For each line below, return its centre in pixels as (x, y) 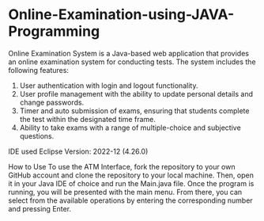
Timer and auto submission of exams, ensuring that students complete (134, 110)
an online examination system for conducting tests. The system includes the (132, 62)
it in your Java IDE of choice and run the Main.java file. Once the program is (131, 183)
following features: (39, 70)
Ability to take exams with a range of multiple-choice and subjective (130, 128)
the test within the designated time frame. (87, 119)
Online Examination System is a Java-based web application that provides (128, 53)
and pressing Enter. (40, 208)
